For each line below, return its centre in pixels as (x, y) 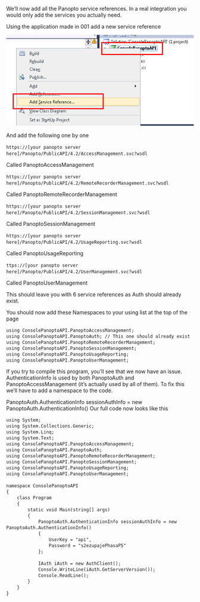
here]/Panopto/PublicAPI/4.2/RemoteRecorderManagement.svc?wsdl (87, 183)
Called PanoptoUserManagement (47, 283)
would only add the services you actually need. (64, 15)
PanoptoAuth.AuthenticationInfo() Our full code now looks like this (87, 408)
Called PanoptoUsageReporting (45, 253)
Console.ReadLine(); (63, 575)
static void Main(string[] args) (69, 510)
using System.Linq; (30, 432)
